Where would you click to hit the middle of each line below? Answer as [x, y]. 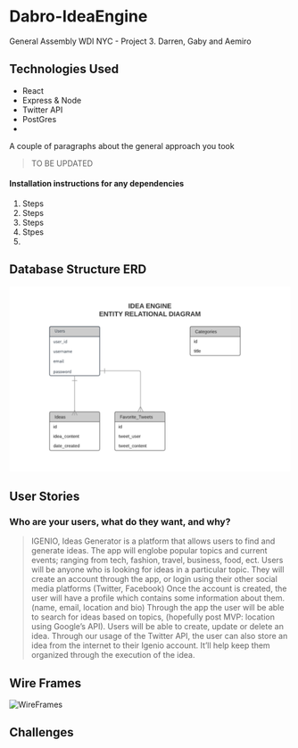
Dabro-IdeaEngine [79, 17]
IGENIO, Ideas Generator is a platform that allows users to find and [153, 541]
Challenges [41, 732]
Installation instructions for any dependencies [97, 184]
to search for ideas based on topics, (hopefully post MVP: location [153, 617]
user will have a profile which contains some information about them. [158, 598]
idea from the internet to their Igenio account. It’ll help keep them [150, 645]
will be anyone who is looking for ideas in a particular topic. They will [157, 569]
